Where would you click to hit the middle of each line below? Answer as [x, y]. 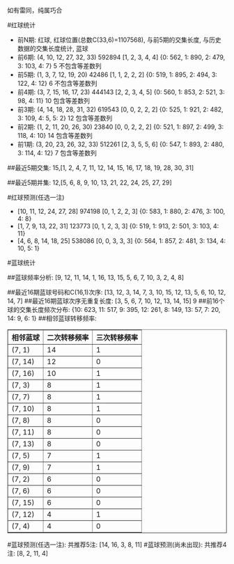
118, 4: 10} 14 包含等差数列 [55, 135]
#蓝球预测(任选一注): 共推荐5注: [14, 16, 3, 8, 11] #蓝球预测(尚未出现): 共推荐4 [117, 545]
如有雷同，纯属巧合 [35, 10]
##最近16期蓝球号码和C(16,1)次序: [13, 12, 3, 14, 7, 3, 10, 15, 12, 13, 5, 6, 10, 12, [117, 292]
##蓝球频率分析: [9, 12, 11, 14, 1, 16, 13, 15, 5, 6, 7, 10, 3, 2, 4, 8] [96, 277]
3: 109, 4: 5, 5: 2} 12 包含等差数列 [65, 118]
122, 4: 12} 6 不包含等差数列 [57, 83]
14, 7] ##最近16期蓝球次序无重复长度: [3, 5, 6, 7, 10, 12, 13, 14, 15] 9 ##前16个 [116, 301]
